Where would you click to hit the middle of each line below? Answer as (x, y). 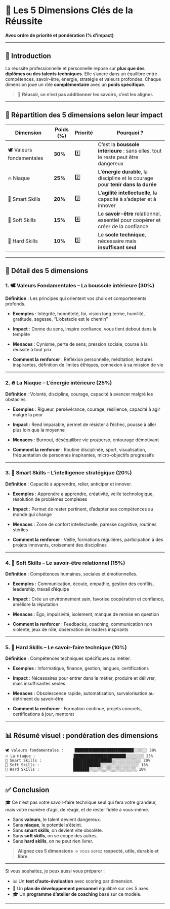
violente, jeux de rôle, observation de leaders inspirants (70, 629)
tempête (21, 335)
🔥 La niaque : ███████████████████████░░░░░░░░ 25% (79, 756)
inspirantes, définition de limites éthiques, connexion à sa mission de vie (88, 365)
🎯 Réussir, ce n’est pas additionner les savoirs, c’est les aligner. (86, 94)
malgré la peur (28, 414)
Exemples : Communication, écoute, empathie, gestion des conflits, (83, 584)
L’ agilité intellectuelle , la (127, 193)
